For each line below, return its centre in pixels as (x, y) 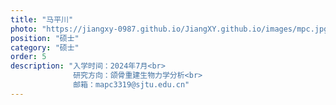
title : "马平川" (42, 19)
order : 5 (28, 57)
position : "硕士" (45, 38)
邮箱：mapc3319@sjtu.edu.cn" (131, 85)
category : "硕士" (45, 47)
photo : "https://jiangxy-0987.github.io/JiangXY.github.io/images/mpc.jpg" (171, 29)
